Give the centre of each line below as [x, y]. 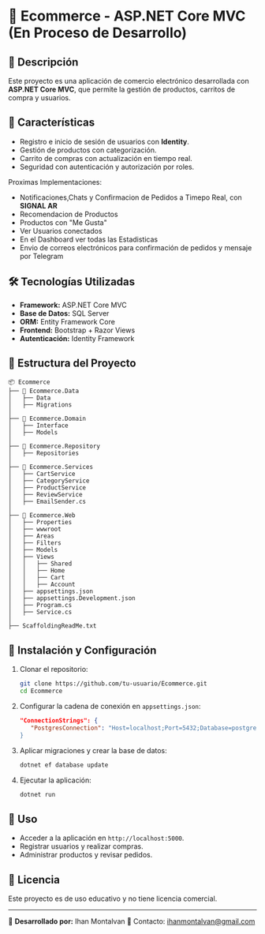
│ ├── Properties [40, 523]
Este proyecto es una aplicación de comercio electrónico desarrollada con [129, 81]
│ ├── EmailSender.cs [47, 502]
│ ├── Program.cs [40, 606]
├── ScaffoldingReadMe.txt [52, 626]
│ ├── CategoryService [49, 481]
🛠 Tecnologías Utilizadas [72, 282]
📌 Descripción [43, 62]
